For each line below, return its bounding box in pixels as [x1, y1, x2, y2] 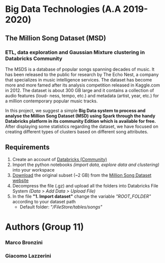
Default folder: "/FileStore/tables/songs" [19, 204, 103, 210]
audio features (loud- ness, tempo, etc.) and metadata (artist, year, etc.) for [5, 92, 159, 98]
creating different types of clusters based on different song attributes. [5, 128, 149, 135]
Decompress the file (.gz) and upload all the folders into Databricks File [12, 182, 159, 188]
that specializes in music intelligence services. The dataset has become [5, 77, 153, 83]
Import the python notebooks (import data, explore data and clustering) [12, 162, 160, 168]
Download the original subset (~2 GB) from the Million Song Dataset [12, 172, 152, 178]
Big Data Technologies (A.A [5, 3, 121, 15]
